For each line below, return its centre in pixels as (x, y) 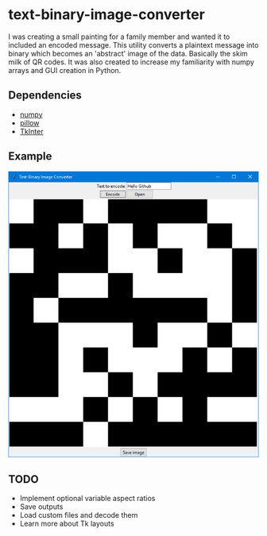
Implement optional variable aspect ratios (87, 499)
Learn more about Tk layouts (67, 524)
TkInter (31, 131)
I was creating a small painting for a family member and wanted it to (119, 37)
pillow (29, 123)
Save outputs (41, 507)
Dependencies (45, 96)
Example (30, 156)
